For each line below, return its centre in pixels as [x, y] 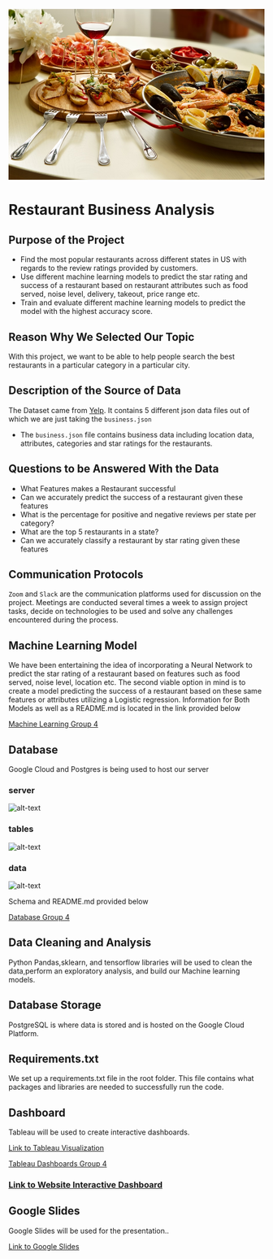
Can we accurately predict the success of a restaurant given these [132, 497]
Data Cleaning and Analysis [80, 943]
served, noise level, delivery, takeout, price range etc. [110, 294]
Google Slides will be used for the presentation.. [89, 1231]
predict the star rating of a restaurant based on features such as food [124, 674]
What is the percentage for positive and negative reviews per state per [138, 514]
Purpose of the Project [67, 240]
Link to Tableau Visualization [56, 1148]
